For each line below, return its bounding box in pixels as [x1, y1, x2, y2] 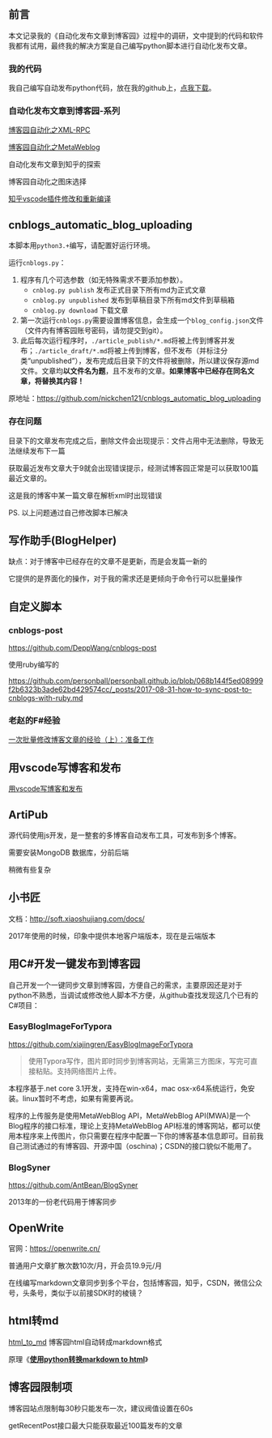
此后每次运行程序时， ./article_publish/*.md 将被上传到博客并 [19, 335, 228, 346]
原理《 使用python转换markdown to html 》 [8, 1354, 148, 1363]
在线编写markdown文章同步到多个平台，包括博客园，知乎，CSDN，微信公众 [8, 1278, 263, 1287]
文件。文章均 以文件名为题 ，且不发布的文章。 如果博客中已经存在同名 [19, 366, 248, 376]
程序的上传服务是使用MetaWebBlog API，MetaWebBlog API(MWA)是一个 [8, 1111, 251, 1120]
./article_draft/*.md [34, 348, 108, 356]
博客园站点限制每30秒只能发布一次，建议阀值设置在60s [8, 1403, 193, 1413]
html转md [8, 1314, 59, 1328]
